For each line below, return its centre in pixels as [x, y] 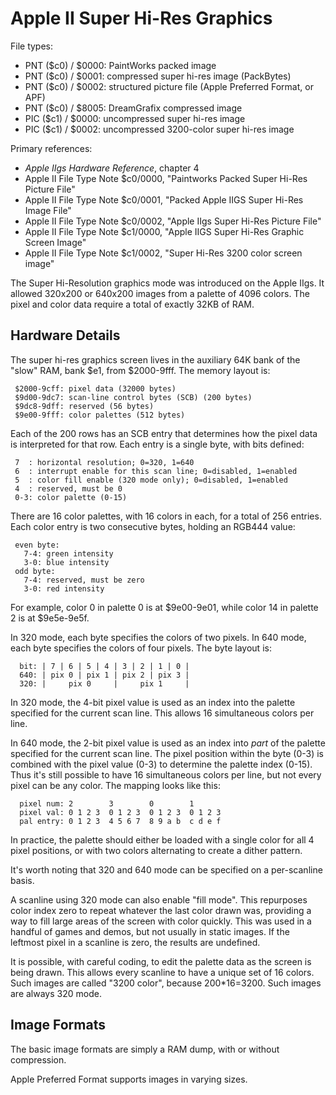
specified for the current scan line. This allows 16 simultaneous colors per [162, 713]
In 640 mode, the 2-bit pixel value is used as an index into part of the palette [168, 743]
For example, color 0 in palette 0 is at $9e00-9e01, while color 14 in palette [164, 607]
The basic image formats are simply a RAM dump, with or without [145, 1049]
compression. [38, 1059]
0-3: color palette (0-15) [71, 497]
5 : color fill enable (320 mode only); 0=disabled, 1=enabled [151, 480]
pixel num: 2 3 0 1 [107, 803]
